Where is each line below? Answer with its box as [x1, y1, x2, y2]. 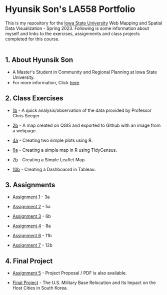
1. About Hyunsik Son [5, 56, 73, 64]
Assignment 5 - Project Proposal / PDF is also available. [12, 270, 127, 276]
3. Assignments [5, 181, 55, 189]
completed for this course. [5, 36, 60, 42]
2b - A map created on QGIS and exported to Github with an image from [12, 122, 161, 128]
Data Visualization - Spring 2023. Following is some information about [5, 25, 149, 31]
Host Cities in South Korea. [12, 285, 68, 291]
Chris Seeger [12, 112, 40, 118]
